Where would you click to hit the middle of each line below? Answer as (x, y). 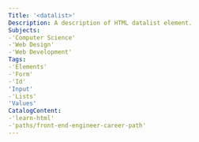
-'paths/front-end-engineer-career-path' (77, 125)
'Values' (23, 103)
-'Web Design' (32, 45)
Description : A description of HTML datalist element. (100, 23)
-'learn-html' (32, 118)
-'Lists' (23, 96)
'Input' (21, 89)
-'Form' (21, 74)
